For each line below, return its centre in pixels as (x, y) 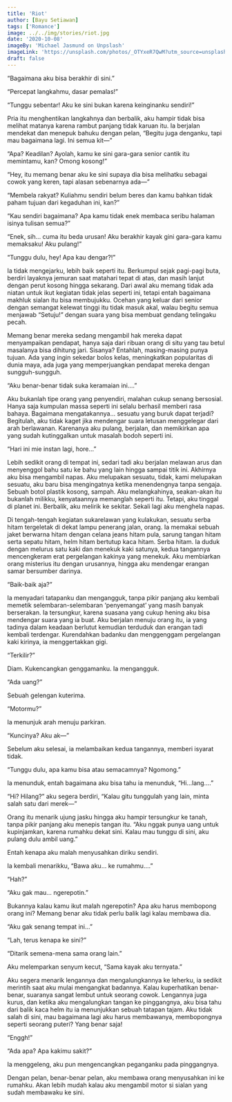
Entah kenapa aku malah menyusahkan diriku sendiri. (83, 852)
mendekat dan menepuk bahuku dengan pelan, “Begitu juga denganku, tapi (115, 133)
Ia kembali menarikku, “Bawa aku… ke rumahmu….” (80, 866)
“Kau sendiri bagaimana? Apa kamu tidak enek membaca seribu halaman (111, 215)
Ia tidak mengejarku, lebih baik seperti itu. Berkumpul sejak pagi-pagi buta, (114, 271)
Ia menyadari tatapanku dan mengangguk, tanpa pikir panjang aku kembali (113, 597)
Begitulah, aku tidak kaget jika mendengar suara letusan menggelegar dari (113, 420)
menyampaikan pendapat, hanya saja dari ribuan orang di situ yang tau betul (116, 342)
